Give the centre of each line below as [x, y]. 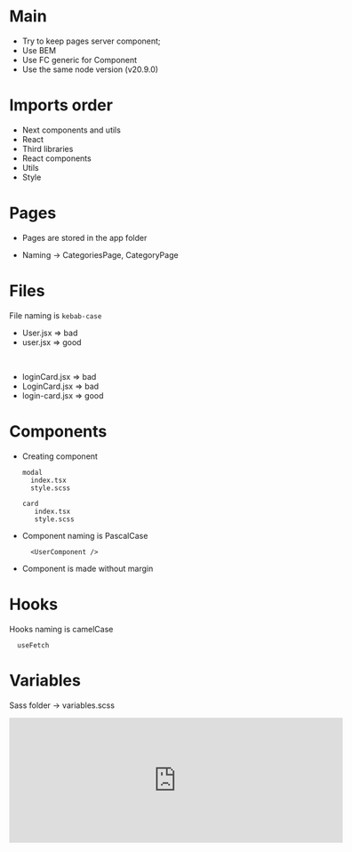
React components [56, 158]
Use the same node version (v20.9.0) [90, 69]
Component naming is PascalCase [85, 535]
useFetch [33, 645]
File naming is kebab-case [56, 315]
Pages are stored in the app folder [84, 237]
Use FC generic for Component [80, 60]
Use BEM [39, 50]
